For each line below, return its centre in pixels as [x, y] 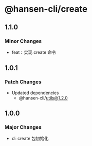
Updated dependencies [35, 93]
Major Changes [23, 127]
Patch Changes [23, 82]
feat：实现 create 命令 [34, 52]
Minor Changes [23, 41]
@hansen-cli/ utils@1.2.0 [43, 98]
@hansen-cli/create [46, 9]
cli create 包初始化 [30, 139]
